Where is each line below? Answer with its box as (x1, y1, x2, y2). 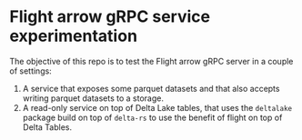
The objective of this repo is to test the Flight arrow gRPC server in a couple (9, 55, 294, 66)
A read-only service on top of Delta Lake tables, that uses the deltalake (22, 102, 293, 113)
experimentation (9, 25, 138, 46)
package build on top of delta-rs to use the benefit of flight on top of (22, 112, 283, 123)
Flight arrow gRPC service (9, 6, 211, 27)
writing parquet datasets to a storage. (22, 93, 164, 104)
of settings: (9, 65, 52, 76)
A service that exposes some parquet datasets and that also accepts (22, 83, 280, 94)
